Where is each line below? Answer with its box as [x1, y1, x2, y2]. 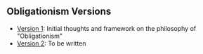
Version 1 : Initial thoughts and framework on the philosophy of [16, 24, 197, 32]
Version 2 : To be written [16, 39, 86, 48]
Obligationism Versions [6, 6, 112, 18]
